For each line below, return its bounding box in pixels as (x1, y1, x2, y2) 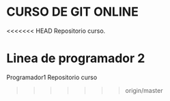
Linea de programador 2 (6, 50, 145, 66)
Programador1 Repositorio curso (6, 73, 98, 81)
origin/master (125, 86, 163, 94)
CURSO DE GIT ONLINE (6, 4, 139, 20)
